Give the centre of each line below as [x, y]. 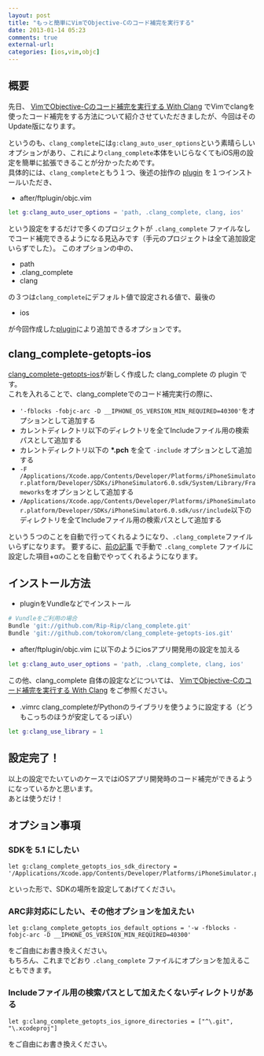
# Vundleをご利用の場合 [43, 619]
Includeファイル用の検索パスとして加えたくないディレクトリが [127, 993]
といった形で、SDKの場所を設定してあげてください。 [94, 889]
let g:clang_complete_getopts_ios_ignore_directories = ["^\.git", [121, 1021]
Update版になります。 [44, 126]
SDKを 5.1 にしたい [44, 850]
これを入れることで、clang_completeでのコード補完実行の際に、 [113, 394]
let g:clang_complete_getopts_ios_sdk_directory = [93, 867]
